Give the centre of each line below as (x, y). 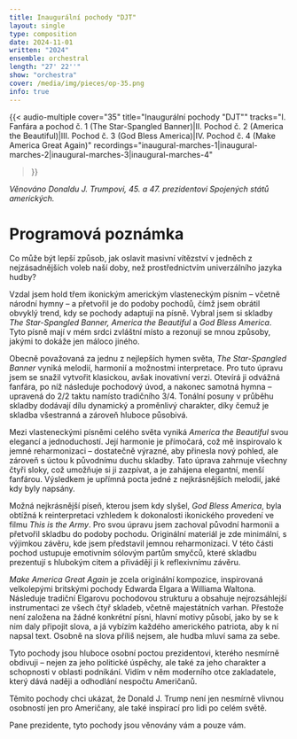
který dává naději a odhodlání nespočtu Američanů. (103, 681)
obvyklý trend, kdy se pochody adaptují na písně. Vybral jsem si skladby (141, 313)
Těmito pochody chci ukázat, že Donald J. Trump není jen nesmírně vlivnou (147, 699)
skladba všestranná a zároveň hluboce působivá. (99, 415)
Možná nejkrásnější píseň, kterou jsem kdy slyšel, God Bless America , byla (145, 506)
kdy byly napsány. (42, 489)
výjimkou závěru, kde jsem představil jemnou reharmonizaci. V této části (141, 544)
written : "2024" (39, 51)
